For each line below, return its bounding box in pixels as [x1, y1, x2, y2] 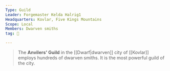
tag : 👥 [5, 31, 19, 36]
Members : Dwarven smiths [5, 26, 58, 31]
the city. [17, 60, 35, 66]
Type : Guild [5, 7, 31, 13]
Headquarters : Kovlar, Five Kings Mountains [5, 17, 102, 22]
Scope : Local [5, 21, 33, 27]
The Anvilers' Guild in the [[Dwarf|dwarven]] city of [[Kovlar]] [17, 49, 150, 55]
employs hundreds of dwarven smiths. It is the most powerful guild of [17, 55, 165, 61]
